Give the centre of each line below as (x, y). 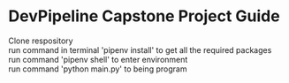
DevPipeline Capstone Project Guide (144, 16)
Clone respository (41, 41)
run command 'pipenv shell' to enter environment (98, 59)
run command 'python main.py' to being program (98, 69)
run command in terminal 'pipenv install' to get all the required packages (140, 49)
